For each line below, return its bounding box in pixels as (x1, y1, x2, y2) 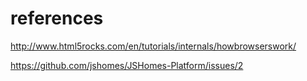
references (10, 7, 104, 30)
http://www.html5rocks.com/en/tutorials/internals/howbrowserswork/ (10, 40, 297, 52)
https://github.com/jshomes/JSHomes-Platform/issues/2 (10, 59, 244, 71)
